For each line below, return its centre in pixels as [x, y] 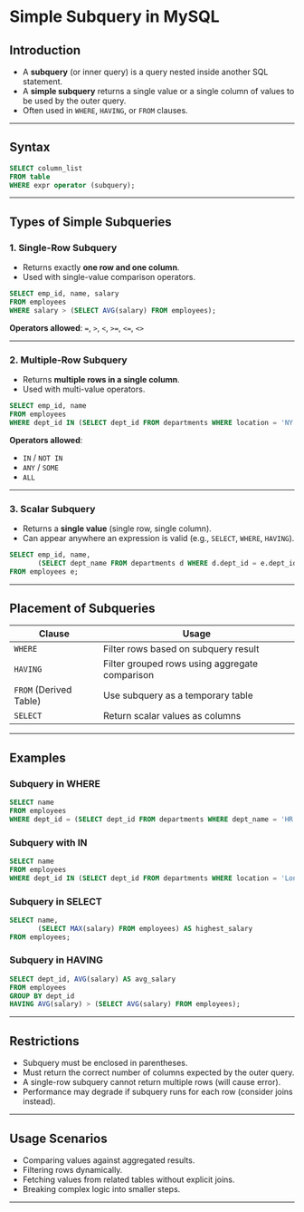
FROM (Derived [43, 690]
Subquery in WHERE [55, 783]
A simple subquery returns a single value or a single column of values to [158, 91]
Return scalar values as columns [172, 716]
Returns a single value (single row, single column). [117, 528]
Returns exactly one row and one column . [101, 267]
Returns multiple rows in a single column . [101, 380]
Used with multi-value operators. [84, 389]
